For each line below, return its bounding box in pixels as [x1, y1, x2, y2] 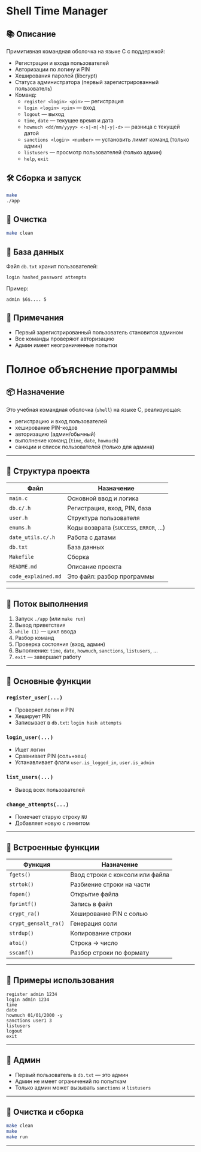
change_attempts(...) [6, 801, 69, 808]
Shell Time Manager [6, 4, 108, 18]
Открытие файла [70, 890, 119, 898]
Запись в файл [70, 899, 112, 908]
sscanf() [9, 949, 34, 956]
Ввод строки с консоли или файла [70, 870, 169, 879]
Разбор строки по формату [70, 948, 150, 957]
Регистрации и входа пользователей [14, 59, 109, 67]
